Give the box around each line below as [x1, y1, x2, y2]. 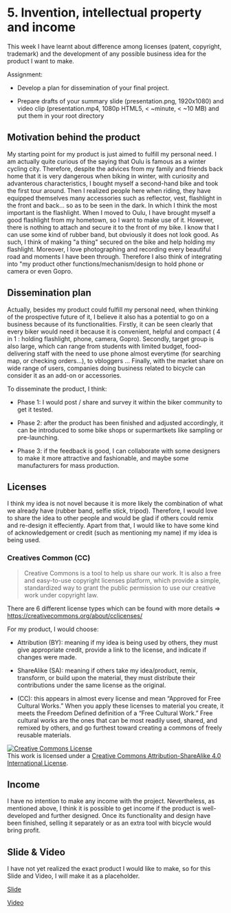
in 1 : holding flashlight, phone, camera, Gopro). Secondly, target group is [7, 334, 214, 342]
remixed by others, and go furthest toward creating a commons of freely [16, 724, 222, 732]
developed [7, 812, 38, 820]
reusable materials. [16, 730, 71, 739]
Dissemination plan [7, 287, 91, 299]
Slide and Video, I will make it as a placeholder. [7, 872, 140, 880]
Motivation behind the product [7, 132, 141, 143]
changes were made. [16, 653, 77, 661]
